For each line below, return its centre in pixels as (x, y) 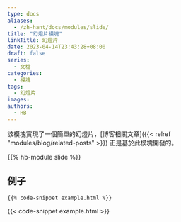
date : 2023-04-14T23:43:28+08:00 (57, 47)
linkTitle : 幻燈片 (33, 40)
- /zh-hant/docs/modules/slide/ (62, 27)
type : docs (23, 14)
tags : (15, 87)
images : (19, 100)
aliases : (20, 21)
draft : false (27, 54)
